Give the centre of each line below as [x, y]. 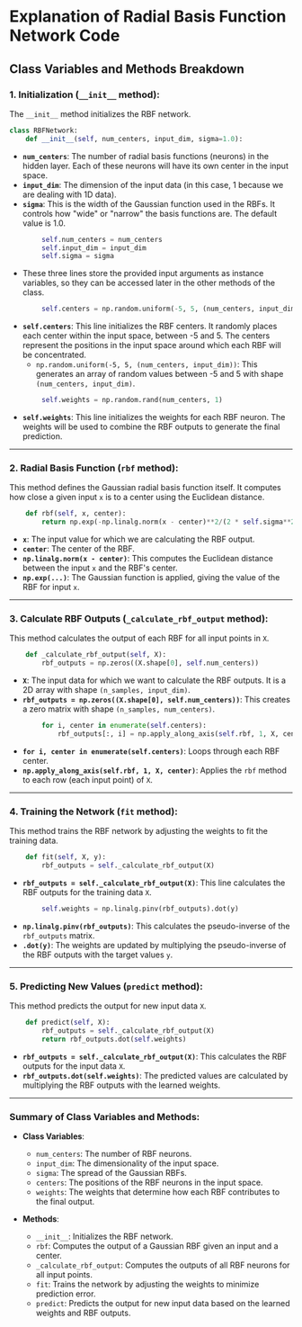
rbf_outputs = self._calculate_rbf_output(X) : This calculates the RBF [155, 1056]
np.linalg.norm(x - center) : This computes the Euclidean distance [148, 559]
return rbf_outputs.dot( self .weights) [114, 1039]
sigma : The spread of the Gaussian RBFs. [111, 1172]
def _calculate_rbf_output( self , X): [96, 655]
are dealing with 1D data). [69, 194]
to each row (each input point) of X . [87, 779]
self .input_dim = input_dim [94, 248]
